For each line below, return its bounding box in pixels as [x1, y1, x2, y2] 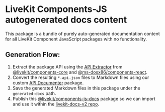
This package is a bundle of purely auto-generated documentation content [5, 30, 160, 36]
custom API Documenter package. [12, 79, 84, 85]
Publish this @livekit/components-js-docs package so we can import [12, 95, 156, 101]
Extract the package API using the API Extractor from [12, 63, 123, 69]
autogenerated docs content [5, 14, 127, 25]
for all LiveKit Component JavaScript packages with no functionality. [5, 36, 147, 42]
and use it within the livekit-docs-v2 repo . [12, 101, 100, 107]
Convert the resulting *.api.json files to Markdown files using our [12, 74, 149, 80]
